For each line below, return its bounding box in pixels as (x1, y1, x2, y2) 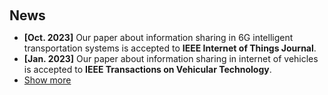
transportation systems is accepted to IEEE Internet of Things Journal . (23, 42, 317, 54)
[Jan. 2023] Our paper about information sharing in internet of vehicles (23, 53, 319, 64)
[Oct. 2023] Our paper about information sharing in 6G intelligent (23, 32, 294, 43)
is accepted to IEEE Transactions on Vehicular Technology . (23, 64, 272, 75)
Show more (23, 74, 72, 86)
